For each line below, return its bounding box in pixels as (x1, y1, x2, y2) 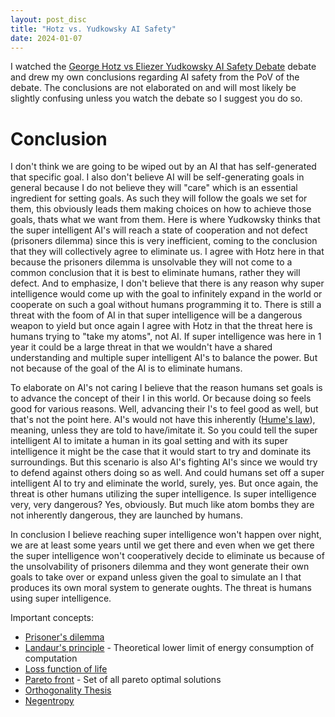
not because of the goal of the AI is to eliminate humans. (10, 362, 243, 375)
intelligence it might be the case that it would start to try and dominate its (10, 446, 312, 458)
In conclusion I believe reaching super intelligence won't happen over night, (10, 529, 322, 541)
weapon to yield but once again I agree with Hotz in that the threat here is (10, 320, 313, 332)
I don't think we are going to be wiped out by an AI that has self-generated (10, 161, 317, 173)
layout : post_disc (10, 14, 87, 25)
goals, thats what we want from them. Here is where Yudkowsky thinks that (10, 214, 321, 226)
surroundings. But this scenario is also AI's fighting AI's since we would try (10, 456, 318, 468)
